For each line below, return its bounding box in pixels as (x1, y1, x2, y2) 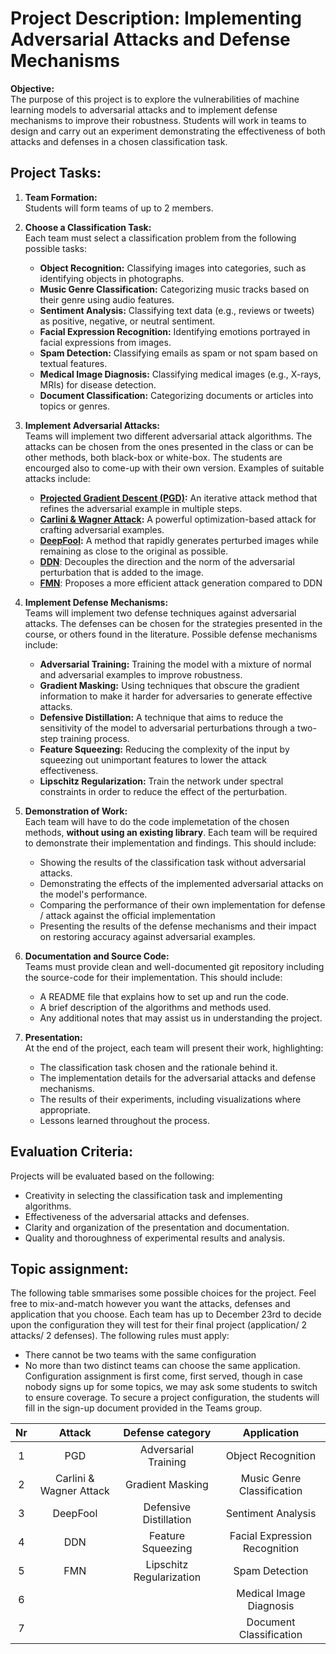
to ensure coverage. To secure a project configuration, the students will (24, 1392, 320, 1404)
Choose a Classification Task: (24, 221, 152, 233)
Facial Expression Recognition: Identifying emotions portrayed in (39, 325, 311, 337)
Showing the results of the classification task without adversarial (39, 856, 307, 868)
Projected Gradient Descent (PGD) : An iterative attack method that (39, 492, 318, 504)
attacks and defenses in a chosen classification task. (10, 135, 228, 147)
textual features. (39, 357, 108, 369)
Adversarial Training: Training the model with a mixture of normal (39, 658, 312, 670)
